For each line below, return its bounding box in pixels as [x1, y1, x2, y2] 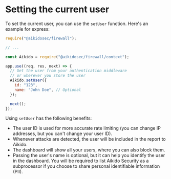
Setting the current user [5, 4, 110, 15]
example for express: [5, 26, 50, 32]
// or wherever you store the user [10, 73, 86, 78]
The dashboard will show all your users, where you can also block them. [12, 147, 165, 153]
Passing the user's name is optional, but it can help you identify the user [12, 152, 165, 159]
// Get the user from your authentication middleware [10, 68, 127, 74]
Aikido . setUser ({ [10, 78, 47, 83]
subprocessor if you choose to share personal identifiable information [12, 163, 160, 169]
